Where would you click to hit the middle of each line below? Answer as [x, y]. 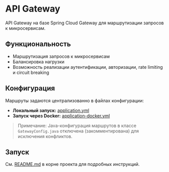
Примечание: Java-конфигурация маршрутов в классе [77, 125]
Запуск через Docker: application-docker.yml [61, 116]
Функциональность [38, 44]
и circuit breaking [31, 72]
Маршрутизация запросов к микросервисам [61, 56]
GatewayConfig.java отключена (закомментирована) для [78, 131]
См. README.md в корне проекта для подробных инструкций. [73, 164]
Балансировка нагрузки [38, 62]
